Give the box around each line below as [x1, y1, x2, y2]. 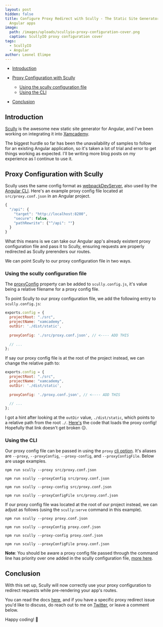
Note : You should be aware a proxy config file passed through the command [5, 550, 158, 556]
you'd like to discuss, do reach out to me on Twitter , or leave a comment [5, 602, 149, 608]
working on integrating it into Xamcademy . [5, 131, 90, 137]
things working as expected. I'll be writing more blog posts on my [5, 151, 136, 157]
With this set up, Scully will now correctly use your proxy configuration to [5, 582, 151, 588]
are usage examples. [5, 458, 47, 464]
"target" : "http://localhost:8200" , [14, 212, 88, 216]
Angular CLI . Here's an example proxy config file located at [5, 188, 123, 194]
